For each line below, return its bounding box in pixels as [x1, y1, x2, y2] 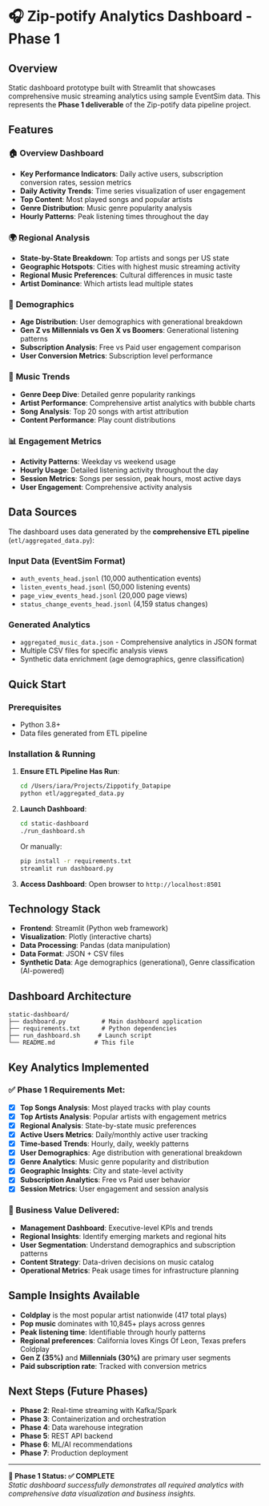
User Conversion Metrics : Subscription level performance [19, 351, 214, 361]
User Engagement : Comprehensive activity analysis [19, 482, 192, 492]
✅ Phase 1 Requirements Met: [8, 1084, 126, 1095]
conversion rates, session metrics [19, 177, 132, 187]
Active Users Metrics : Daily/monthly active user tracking [19, 1130, 208, 1140]
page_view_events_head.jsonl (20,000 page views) [19, 590, 188, 600]
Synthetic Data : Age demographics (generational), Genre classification [19, 957, 255, 967]
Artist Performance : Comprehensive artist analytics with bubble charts [19, 398, 256, 407]
